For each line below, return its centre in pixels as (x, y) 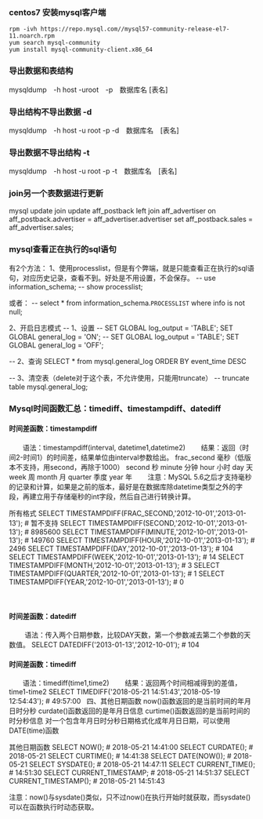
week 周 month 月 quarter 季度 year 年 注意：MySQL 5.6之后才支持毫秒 (131, 477)
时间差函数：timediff (43, 664)
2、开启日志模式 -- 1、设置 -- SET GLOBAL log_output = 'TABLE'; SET (121, 328)
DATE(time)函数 (34, 730)
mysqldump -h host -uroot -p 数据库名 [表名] (88, 89)
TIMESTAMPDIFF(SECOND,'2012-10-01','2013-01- (168, 522)
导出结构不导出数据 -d (50, 111)
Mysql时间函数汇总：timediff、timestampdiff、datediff (115, 408)
